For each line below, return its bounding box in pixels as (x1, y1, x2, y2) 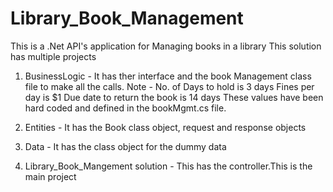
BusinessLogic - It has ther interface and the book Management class (24, 70, 312, 82)
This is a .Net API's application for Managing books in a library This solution (10, 40, 322, 52)
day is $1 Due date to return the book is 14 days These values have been (24, 91, 324, 103)
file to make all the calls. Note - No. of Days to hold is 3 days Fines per (24, 80, 315, 92)
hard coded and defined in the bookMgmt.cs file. (24, 102, 227, 114)
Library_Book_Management (10, 7, 244, 30)
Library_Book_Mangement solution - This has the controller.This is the (24, 160, 313, 172)
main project (24, 170, 77, 182)
